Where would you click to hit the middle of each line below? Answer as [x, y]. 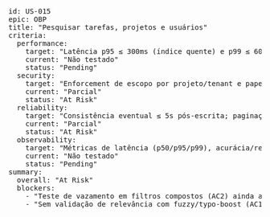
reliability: [42, 108]
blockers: [36, 188]
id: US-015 [30, 11]
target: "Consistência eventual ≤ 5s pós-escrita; [127, 116]
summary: [25, 172]
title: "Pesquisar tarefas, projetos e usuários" [108, 27]
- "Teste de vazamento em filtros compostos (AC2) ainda [140, 196]
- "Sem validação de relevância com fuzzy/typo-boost [133, 204]
